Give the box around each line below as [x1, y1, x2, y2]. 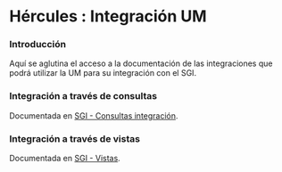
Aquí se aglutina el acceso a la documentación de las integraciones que [9, 58, 273, 69]
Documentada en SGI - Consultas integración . [9, 110, 178, 121]
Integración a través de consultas [9, 90, 158, 102]
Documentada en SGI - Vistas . [9, 153, 120, 164]
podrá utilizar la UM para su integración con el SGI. [9, 68, 197, 78]
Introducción [9, 38, 67, 51]
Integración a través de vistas [9, 132, 141, 144]
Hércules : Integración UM [9, 6, 207, 27]
